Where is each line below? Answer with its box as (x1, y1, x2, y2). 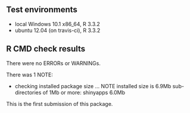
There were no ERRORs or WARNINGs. (6, 59, 101, 67)
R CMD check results (6, 44, 86, 54)
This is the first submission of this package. (6, 100, 113, 107)
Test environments (6, 5, 77, 15)
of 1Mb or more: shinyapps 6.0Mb (42, 89, 126, 96)
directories (14, 89, 42, 96)
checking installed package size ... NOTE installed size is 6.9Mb (14, 82, 172, 89)
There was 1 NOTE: (6, 71, 54, 78)
